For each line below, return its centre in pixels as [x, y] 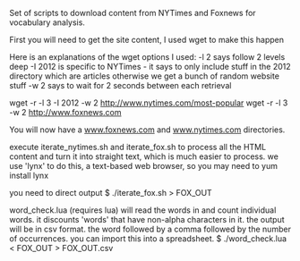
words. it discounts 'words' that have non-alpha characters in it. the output [147, 219]
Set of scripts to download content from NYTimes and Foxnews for [133, 13]
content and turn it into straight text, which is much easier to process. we [144, 156]
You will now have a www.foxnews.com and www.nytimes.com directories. [147, 130]
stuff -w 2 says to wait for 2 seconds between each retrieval [120, 85]
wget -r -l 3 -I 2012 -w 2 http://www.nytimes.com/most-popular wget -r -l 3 [149, 103]
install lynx [29, 175]
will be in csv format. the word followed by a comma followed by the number [150, 229]
